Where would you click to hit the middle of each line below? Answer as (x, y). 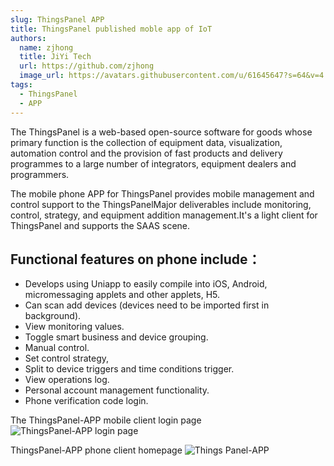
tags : (21, 85)
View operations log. (67, 380)
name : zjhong (46, 47)
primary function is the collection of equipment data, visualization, (146, 142)
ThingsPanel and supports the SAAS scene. (100, 225)
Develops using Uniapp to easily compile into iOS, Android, (146, 284)
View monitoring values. (74, 327)
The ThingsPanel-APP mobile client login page (106, 420)
